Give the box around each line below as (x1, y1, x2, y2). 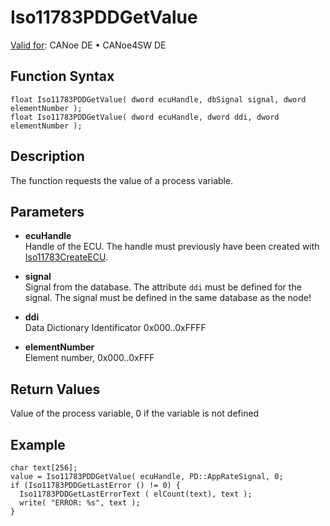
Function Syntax (10, 68, 115, 85)
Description (10, 148, 85, 165)
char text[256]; (10, 463, 78, 473)
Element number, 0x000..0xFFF (24, 352, 155, 364)
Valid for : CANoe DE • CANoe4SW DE (10, 39, 167, 51)
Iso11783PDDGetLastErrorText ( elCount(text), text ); (19, 489, 253, 499)
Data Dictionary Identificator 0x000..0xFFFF (24, 322, 207, 334)
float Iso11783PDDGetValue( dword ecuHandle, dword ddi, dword (10, 112, 280, 122)
